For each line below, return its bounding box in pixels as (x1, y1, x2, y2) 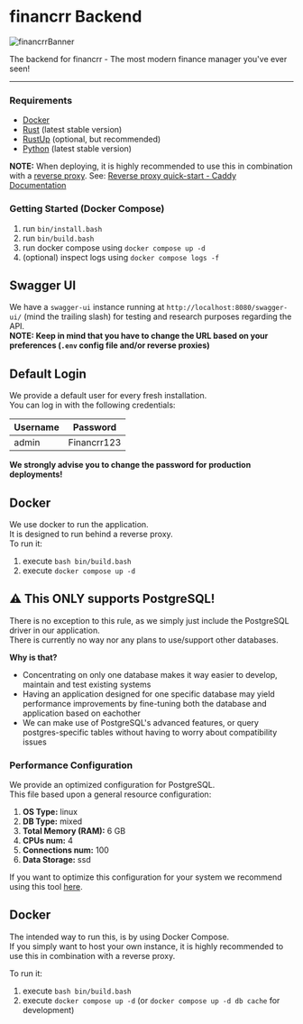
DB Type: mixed (22, 816, 83, 827)
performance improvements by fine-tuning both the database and (22, 698, 268, 709)
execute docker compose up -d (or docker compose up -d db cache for (22, 994, 280, 1006)
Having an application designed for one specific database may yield (22, 688, 275, 699)
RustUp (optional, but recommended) (22, 133, 161, 145)
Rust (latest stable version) (22, 124, 123, 135)
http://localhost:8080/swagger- (166, 304, 289, 313)
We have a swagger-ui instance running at (9, 302, 165, 313)
